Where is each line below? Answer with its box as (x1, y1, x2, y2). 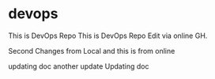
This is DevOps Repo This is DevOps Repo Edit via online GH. (8, 31, 208, 40)
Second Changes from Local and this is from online (8, 46, 175, 55)
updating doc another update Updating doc (8, 61, 149, 71)
